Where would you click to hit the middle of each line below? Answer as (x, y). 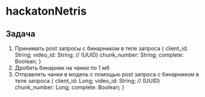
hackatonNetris (46, 11)
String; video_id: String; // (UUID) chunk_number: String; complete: (99, 55)
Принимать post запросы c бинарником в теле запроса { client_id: (101, 48)
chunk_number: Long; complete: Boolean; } (69, 87)
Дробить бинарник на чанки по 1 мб (62, 68)
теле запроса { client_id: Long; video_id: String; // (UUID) (87, 81)
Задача (21, 34)
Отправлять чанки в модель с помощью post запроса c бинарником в (107, 74)
